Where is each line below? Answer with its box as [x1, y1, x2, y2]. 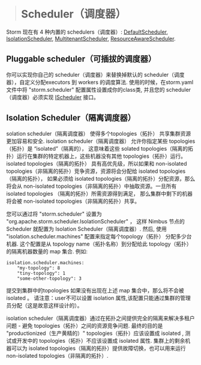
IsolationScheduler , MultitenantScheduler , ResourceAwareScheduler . [6, 35, 176, 42]
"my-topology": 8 [17, 265, 61, 271]
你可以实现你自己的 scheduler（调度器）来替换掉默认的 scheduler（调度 [6, 71, 185, 78]
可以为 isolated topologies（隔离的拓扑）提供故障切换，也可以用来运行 [11, 345, 186, 352]
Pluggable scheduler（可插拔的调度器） [6, 54, 157, 64]
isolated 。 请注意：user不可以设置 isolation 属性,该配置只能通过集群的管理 [6, 294, 191, 301]
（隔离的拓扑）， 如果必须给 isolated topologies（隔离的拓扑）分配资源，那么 [6, 175, 196, 182]
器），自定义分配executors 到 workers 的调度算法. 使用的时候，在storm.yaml [6, 78, 194, 86]
